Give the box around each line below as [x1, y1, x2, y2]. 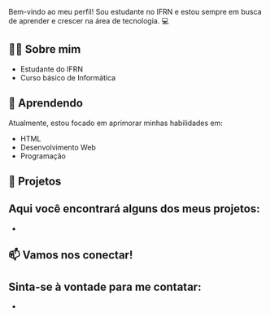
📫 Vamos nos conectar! [8, 248, 133, 263]
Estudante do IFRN [20, 64, 84, 74]
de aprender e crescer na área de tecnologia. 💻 [8, 16, 169, 25]
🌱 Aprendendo [8, 97, 84, 111]
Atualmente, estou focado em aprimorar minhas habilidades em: [8, 118, 224, 128]
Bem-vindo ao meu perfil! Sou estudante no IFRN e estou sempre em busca [8, 7, 262, 16]
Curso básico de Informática [20, 72, 116, 82]
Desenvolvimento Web [20, 142, 96, 152]
